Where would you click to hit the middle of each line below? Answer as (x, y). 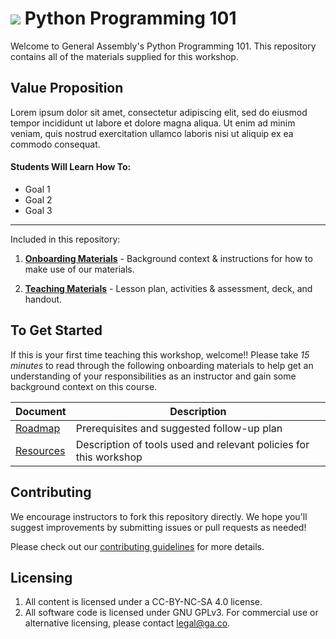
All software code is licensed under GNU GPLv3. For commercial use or (171, 613)
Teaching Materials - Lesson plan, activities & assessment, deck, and (168, 288)
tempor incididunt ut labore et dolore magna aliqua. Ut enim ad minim (153, 123)
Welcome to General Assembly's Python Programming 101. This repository (163, 46)
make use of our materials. (79, 269)
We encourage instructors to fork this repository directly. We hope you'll (159, 516)
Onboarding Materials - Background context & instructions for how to (168, 258)
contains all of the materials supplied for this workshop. (124, 56)
